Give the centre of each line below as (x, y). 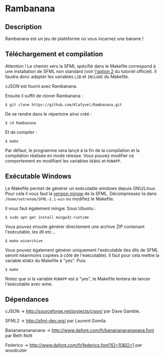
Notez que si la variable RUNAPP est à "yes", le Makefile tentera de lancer (78, 278)
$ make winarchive (24, 241)
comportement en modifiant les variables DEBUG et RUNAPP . (63, 160)
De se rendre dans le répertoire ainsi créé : (49, 114)
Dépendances (27, 299)
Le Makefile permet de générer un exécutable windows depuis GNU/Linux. (81, 188)
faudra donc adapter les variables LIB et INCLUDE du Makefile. (67, 77)
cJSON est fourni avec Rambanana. (41, 86)
